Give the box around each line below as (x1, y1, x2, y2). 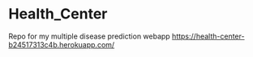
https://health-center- (171, 31, 245, 41)
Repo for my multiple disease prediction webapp (8, 31, 170, 41)
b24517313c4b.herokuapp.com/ (8, 39, 115, 49)
